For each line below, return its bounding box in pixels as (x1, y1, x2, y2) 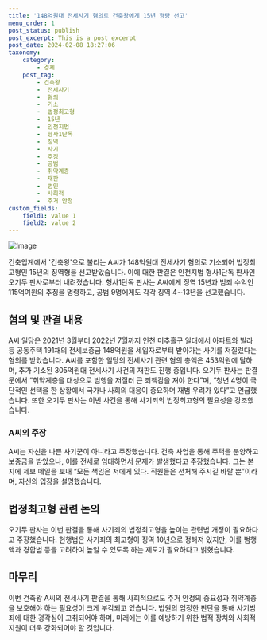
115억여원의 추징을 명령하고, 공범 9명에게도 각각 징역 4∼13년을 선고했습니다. (8, 288, 246, 297)
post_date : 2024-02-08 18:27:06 (8, 41, 115, 49)
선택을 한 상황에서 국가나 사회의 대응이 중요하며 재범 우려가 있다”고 (29, 385, 236, 395)
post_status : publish (8, 26, 80, 34)
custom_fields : (8, 204, 59, 212)
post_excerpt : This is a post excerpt (8, 33, 137, 42)
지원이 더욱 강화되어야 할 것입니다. (8, 622, 114, 632)
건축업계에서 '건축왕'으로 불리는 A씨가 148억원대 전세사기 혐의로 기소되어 (8, 257, 235, 267)
